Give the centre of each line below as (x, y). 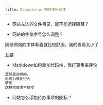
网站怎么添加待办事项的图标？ (42, 98)
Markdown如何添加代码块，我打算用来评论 (55, 65)
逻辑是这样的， (18, 74)
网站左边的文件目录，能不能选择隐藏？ (50, 24)
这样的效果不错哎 (20, 88)
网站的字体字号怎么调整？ (38, 34)
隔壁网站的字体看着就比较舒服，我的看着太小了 (52, 45)
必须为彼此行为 (18, 79)
